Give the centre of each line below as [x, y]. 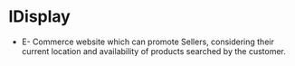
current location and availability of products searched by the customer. [154, 51]
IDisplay [40, 17]
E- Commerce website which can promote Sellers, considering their [148, 42]
